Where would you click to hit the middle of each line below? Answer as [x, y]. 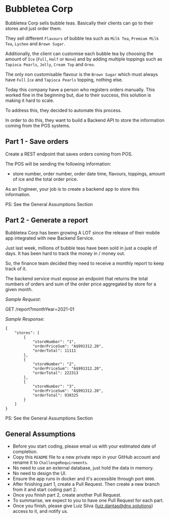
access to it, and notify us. [40, 511]
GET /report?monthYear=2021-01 [40, 309]
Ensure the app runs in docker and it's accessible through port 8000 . [84, 479]
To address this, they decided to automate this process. [64, 110]
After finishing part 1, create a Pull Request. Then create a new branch [86, 484]
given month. [19, 289]
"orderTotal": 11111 [54, 351]
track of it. [16, 269]
